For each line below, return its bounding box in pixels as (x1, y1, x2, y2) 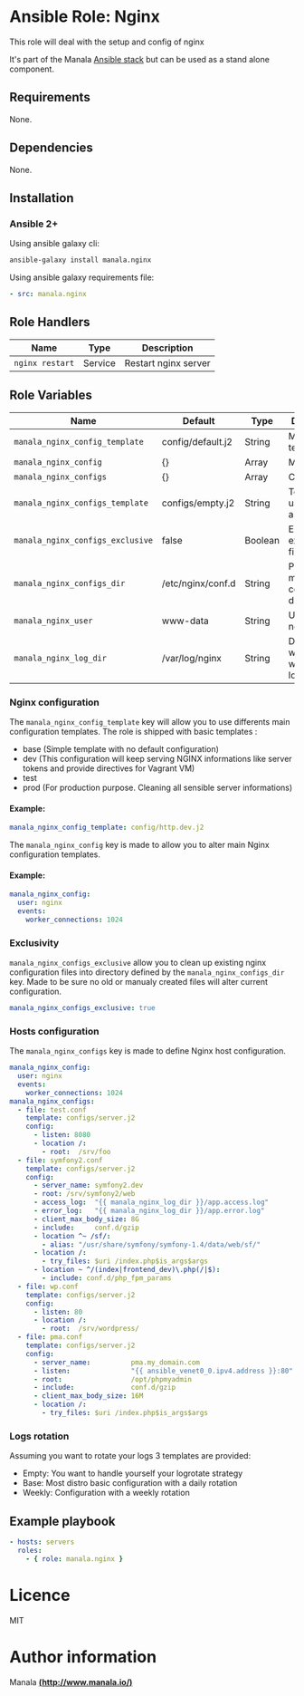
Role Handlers (9, 314, 90, 330)
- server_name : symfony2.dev (33, 1180, 144, 1190)
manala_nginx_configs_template (14, 497, 149, 508)
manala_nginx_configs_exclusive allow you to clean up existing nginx (9, 958, 267, 968)
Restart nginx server (124, 356, 211, 369)
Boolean (243, 534, 280, 546)
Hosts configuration (9, 1025, 100, 1037)
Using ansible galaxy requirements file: (9, 272, 155, 283)
